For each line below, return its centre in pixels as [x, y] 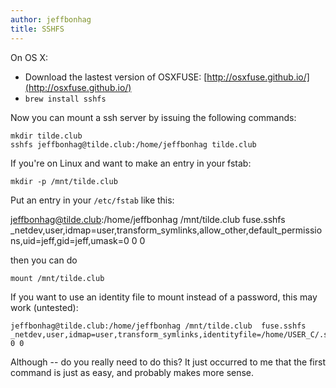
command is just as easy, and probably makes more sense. [132, 372]
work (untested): [44, 307]
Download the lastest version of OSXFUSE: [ [116, 77]
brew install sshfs [65, 99]
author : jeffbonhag [51, 19]
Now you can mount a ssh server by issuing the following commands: [153, 117]
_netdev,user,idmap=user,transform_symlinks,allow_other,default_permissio [166, 230]
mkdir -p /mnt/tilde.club [64, 181]
